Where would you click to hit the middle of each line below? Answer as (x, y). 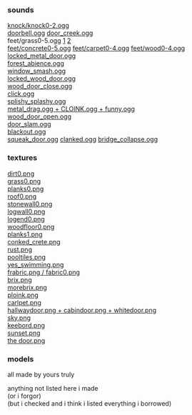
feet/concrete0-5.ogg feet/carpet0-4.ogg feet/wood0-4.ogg (96, 49)
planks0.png (26, 189)
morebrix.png (27, 287)
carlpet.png (24, 302)
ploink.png (23, 295)
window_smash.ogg (37, 71)
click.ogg (21, 94)
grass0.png (24, 181)
